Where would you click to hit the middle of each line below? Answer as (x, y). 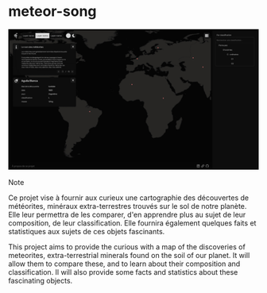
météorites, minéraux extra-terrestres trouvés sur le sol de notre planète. (128, 206)
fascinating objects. (41, 281)
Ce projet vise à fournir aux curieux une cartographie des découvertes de (128, 198)
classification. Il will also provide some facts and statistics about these (123, 272)
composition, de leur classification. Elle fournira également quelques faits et (132, 223)
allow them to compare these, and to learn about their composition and (124, 264)
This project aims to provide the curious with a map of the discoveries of (127, 247)
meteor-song (52, 12)
